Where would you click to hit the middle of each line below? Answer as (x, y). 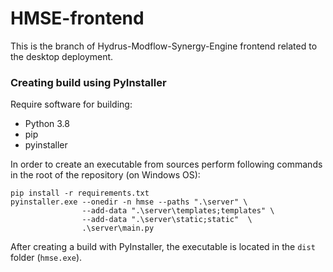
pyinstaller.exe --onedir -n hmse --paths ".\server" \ (129, 202)
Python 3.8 (47, 124)
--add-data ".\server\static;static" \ (167, 220)
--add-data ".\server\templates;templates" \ (178, 211)
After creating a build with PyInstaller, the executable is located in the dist (163, 247)
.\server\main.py (118, 228)
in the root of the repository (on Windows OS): (105, 175)
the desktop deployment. (62, 56)
